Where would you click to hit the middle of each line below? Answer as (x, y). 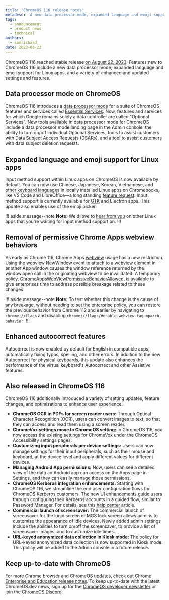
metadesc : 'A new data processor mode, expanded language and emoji (78, 15)
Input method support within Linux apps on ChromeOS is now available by (82, 179)
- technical (22, 33)
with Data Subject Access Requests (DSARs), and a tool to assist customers (84, 138)
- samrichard (23, 43)
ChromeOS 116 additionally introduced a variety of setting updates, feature (82, 398)
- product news (26, 29)
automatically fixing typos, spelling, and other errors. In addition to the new (83, 354)
